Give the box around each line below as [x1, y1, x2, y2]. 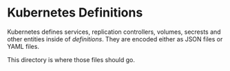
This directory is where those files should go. [7, 55, 136, 63]
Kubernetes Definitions [7, 5, 143, 21]
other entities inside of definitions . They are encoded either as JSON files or [7, 34, 223, 43]
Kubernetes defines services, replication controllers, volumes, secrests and [7, 28, 222, 36]
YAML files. [7, 42, 40, 50]
